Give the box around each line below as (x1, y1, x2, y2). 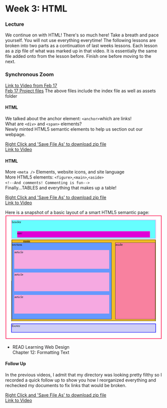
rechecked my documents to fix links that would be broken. (5, 382, 127, 388)
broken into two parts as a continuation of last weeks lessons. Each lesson (5, 43, 158, 49)
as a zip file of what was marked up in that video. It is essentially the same (5, 48, 158, 54)
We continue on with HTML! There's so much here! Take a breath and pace (5, 32, 159, 38)
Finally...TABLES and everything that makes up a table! (5, 185, 117, 191)
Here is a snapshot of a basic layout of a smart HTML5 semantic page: (5, 209, 150, 215)
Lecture (5, 21, 24, 28)
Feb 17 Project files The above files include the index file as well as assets (5, 88, 156, 94)
